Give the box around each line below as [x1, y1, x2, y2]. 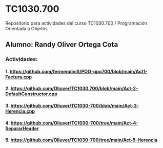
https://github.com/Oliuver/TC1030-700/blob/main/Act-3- [10, 103, 139, 109]
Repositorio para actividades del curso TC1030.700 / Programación [5, 20, 148, 26]
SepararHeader [5, 125, 39, 131]
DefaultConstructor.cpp [5, 91, 57, 97]
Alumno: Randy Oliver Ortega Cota [5, 40, 118, 49]
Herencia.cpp [5, 108, 35, 114]
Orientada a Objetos [5, 25, 48, 31]
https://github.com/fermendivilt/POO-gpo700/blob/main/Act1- [9, 68, 148, 74]
